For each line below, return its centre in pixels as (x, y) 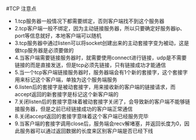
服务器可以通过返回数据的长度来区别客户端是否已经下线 (86, 131)
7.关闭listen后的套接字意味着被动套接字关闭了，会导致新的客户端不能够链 (102, 102)
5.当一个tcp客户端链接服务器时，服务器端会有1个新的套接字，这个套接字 (101, 72)
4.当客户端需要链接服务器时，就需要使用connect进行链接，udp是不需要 (101, 58)
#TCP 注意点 (21, 8)
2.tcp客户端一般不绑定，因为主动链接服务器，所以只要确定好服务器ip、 (100, 28)
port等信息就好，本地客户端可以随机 (58, 36)
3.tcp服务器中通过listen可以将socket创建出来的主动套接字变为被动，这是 (102, 43)
